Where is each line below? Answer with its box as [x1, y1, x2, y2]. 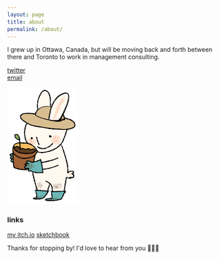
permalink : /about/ [7, 26, 63, 32]
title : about [7, 18, 45, 26]
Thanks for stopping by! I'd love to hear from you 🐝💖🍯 [7, 244, 160, 252]
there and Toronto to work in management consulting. [7, 52, 160, 61]
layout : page [7, 11, 45, 18]
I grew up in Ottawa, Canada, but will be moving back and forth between [7, 46, 213, 54]
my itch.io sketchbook [7, 230, 70, 238]
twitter [7, 66, 26, 75]
